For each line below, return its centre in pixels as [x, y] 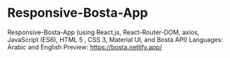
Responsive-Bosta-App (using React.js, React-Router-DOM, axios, [103, 32]
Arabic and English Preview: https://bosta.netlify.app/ [85, 47]
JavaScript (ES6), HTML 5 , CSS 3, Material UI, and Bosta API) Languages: [115, 39]
